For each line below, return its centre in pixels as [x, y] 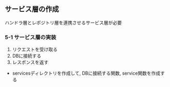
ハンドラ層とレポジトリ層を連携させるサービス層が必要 [63, 23]
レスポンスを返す [30, 62]
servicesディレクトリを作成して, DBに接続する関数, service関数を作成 [86, 73]
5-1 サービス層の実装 [31, 37]
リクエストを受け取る [35, 49]
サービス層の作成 [32, 9]
